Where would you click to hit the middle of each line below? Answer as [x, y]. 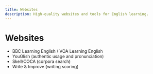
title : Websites [21, 9]
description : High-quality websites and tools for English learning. [77, 14]
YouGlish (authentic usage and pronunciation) [58, 57]
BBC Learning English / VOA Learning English [57, 51]
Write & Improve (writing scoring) [45, 67]
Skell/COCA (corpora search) [41, 61]
